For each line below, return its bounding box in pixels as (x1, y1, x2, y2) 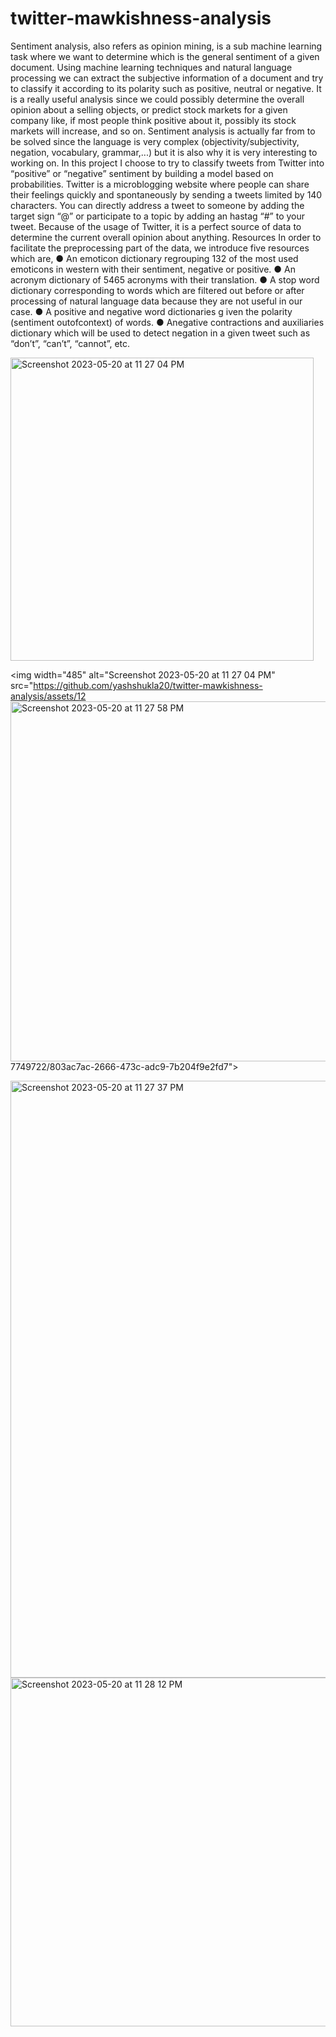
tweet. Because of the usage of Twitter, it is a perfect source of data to (10, 220, 302, 232)
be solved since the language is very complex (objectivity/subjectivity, (10, 135, 300, 147)
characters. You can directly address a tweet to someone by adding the (10, 199, 305, 211)
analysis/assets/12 (10, 690, 87, 702)
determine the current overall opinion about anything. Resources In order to (10, 231, 322, 243)
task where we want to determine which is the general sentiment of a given (10, 50, 320, 62)
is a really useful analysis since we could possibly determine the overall (10, 93, 305, 105)
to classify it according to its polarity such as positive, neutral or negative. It (10, 82, 322, 94)
